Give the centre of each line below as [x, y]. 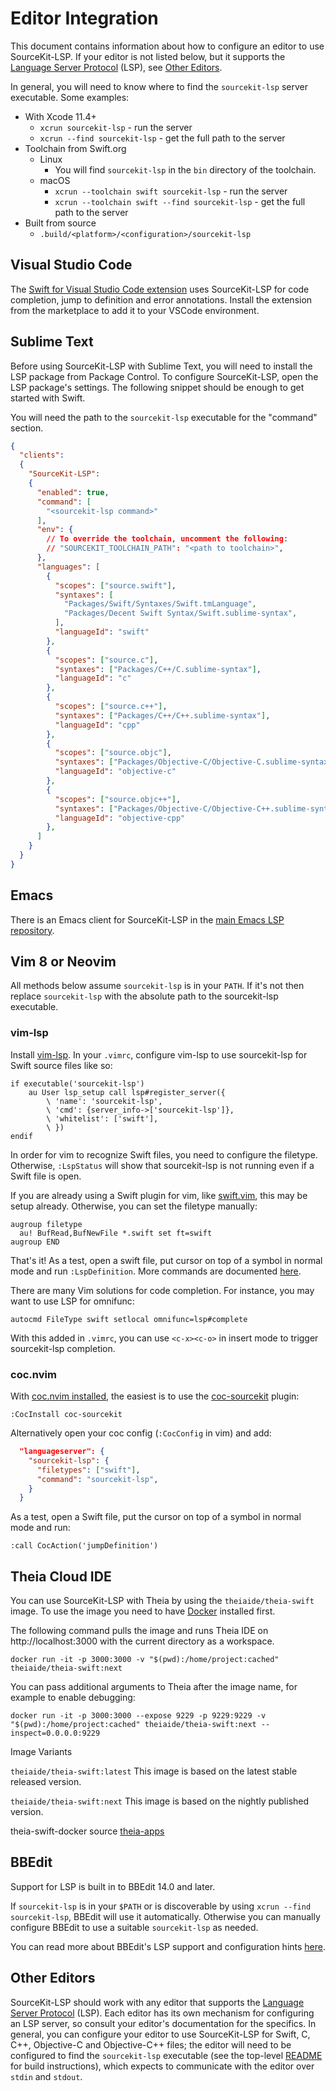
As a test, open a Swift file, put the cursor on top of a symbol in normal [156, 1517]
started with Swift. [48, 398]
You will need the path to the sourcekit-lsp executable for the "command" [164, 417]
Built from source [60, 223]
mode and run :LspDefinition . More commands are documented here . [156, 1271]
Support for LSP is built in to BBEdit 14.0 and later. [113, 1886]
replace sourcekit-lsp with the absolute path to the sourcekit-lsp [144, 996]
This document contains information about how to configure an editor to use [167, 46]
